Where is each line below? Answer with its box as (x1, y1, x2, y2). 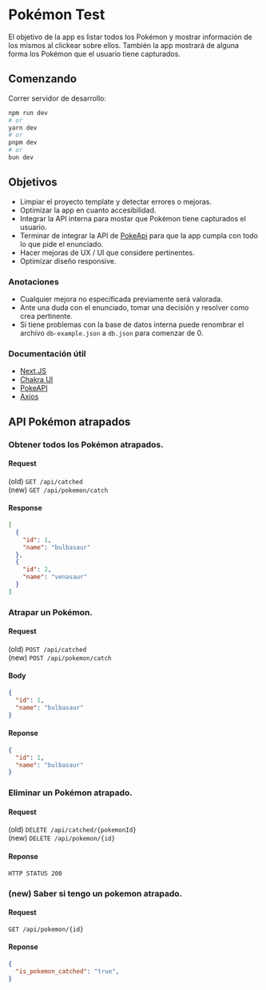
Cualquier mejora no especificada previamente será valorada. (19, 294, 224, 304)
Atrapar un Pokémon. (8, 606, 93, 618)
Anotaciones (8, 276, 60, 287)
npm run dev (8, 109, 48, 117)
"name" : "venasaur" (22, 573, 88, 581)
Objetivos (8, 176, 58, 189)
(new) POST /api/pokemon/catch (8, 653, 112, 662)
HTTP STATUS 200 (8, 869, 62, 877)
